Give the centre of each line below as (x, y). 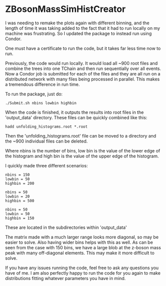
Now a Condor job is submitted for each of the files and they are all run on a (83, 73)
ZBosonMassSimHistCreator (65, 9)
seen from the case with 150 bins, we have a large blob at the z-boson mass (83, 247)
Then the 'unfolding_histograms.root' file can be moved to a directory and (81, 136)
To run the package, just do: (34, 94)
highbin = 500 (20, 201)
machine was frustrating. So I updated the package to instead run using (79, 33)
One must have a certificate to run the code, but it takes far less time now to (83, 48)
